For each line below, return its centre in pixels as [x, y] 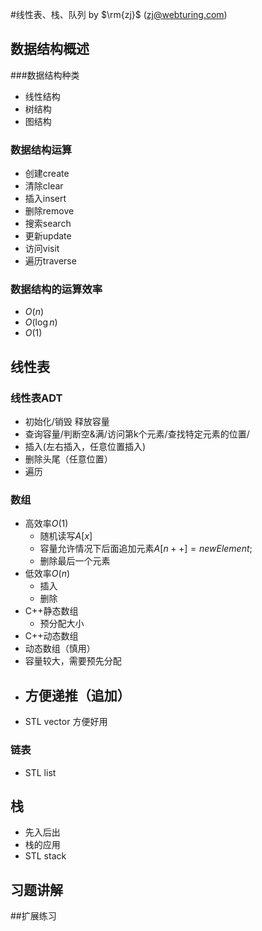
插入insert [45, 199]
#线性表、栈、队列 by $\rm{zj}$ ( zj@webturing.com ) [119, 14]
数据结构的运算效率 [56, 290]
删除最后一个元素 [75, 561]
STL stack [45, 856]
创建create [47, 174]
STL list [40, 772]
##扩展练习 [33, 916]
